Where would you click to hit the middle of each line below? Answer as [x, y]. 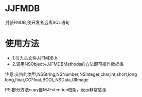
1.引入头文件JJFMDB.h [35, 58]
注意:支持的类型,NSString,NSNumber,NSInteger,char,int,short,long [71, 74]
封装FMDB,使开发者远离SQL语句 [37, 22]
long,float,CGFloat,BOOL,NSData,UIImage [47, 80]
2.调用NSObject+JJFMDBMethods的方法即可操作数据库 [68, 64]
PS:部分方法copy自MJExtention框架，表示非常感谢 [56, 89]
